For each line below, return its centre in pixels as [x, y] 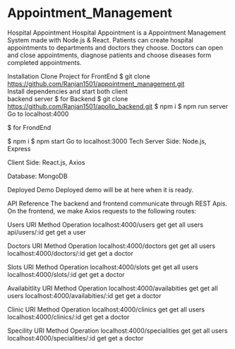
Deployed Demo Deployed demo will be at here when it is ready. [101, 189]
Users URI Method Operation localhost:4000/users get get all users [105, 225]
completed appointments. [45, 62]
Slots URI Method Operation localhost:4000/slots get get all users [103, 267]
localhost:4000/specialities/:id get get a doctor [76, 338]
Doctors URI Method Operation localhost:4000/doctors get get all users [112, 246]
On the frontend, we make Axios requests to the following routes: [102, 211]
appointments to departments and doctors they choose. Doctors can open [115, 47]
